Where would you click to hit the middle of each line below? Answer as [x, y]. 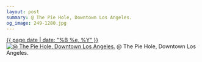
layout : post [23, 12]
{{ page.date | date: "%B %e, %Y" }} [52, 40]
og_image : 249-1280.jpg [37, 23]
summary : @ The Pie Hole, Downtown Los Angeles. [69, 17]
